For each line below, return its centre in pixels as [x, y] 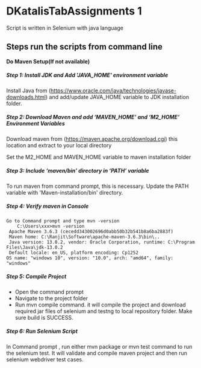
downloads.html [26, 97]
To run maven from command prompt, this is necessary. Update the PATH [97, 186]
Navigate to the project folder [51, 298]
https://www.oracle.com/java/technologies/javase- [113, 90]
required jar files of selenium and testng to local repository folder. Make [104, 311]
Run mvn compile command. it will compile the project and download [100, 305]
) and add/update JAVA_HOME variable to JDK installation [117, 97]
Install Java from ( [29, 90]
